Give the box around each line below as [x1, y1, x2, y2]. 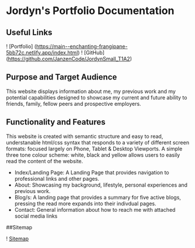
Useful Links [6, 27, 53, 37]
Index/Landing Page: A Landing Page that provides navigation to [14, 168, 169, 176]
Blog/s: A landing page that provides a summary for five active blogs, [14, 194, 181, 201]
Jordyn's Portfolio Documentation [6, 4, 175, 18]
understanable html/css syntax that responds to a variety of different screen [6, 139, 190, 146]
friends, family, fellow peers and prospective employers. [6, 100, 141, 107]
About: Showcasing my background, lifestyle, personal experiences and [14, 181, 188, 188]
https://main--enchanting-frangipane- [36, 43, 128, 50]
